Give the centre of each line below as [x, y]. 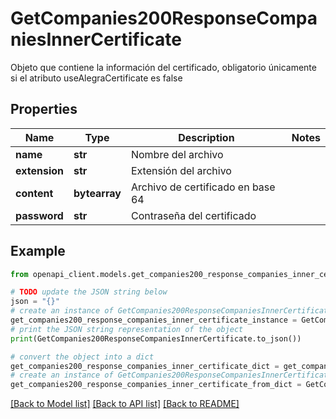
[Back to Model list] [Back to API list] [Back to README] [125, 404]
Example [38, 251]
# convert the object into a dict [82, 357]
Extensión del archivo [181, 170]
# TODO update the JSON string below [89, 292]
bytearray [97, 193]
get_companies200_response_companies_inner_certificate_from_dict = [156, 385]
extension [39, 170]
